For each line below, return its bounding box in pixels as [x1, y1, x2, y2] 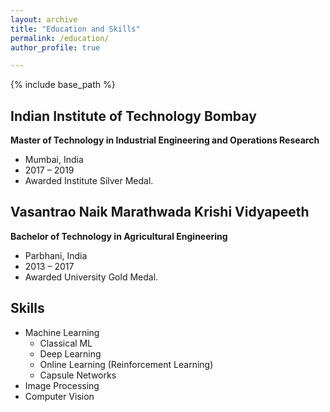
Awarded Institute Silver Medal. [24, 175, 154, 187]
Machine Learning [24, 326, 100, 338]
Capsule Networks [39, 369, 117, 381]
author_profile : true [10, 42, 101, 53]
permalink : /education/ [10, 33, 110, 43]
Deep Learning [39, 347, 102, 360]
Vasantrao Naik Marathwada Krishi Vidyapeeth [10, 204, 310, 221]
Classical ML [39, 337, 93, 349]
